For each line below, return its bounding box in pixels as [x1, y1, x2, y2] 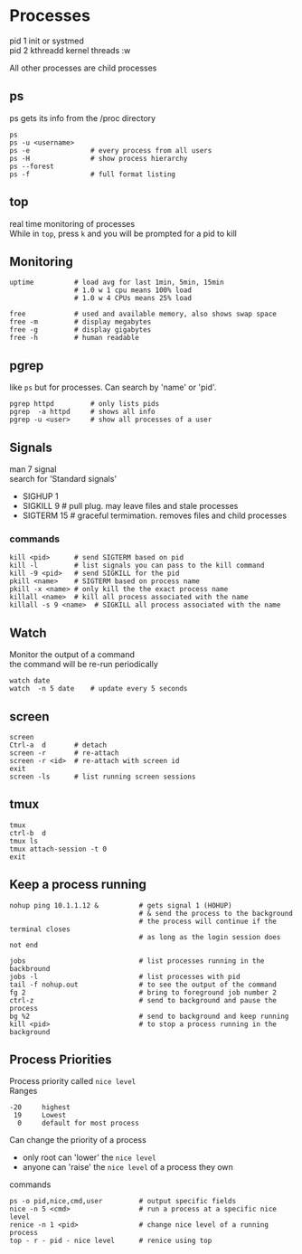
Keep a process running [9, 877, 146, 892]
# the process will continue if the [138, 917, 278, 926]
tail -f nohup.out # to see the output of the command [9, 980, 278, 989]
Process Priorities [9, 1051, 112, 1067]
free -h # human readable [9, 334, 140, 343]
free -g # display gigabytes [9, 325, 152, 335]
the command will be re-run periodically [9, 659, 158, 670]
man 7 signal [9, 464, 57, 475]
